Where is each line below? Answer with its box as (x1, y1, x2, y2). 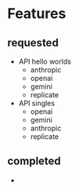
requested (7, 36, 59, 49)
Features (7, 5, 66, 23)
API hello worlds (18, 57, 72, 66)
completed (7, 155, 62, 168)
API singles (18, 99, 56, 108)
